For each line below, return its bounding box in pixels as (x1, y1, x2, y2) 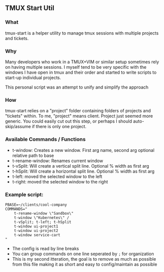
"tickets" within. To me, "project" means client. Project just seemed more (5, 113, 153, 119)
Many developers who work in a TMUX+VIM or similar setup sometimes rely (5, 59, 159, 65)
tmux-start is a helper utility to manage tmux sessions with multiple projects (5, 30, 159, 36)
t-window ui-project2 (14, 228, 58, 233)
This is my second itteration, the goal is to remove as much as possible (12, 256, 156, 262)
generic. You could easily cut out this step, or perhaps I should (5, 118, 132, 124)
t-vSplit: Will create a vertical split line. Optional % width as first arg (12, 163, 149, 169)
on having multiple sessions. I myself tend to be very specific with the (5, 64, 147, 70)
